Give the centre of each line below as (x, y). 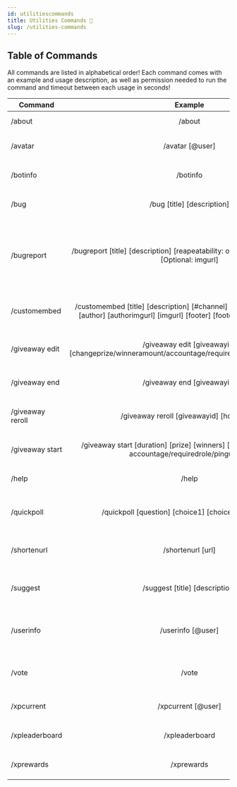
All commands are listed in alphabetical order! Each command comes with (115, 73)
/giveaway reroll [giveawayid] (169, 416)
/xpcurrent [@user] (190, 707)
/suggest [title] (167, 588)
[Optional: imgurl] (189, 260)
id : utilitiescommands (41, 14)
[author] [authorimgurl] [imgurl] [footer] (145, 316)
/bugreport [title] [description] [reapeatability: (147, 251)
